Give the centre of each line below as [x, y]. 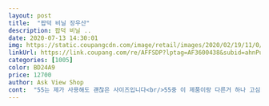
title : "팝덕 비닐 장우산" [49, 23]
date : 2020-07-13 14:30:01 [53, 38]
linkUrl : [23, 53]
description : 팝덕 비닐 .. [50, 30]
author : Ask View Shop [46, 82]
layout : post [30, 16]
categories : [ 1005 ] [41, 61]
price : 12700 [30, 75]
